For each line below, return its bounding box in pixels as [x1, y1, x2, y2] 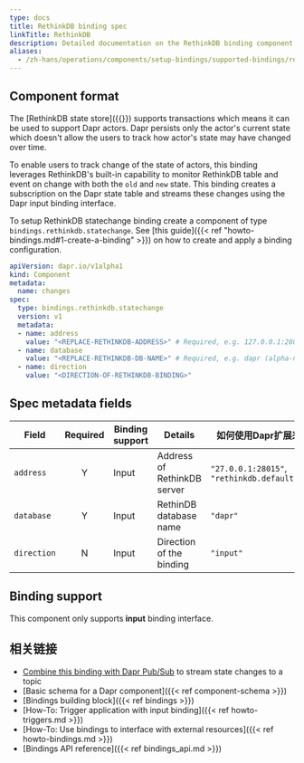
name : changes [17, 287, 71, 296]
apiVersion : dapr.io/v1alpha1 [9, 262, 124, 271]
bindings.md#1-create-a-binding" [9, 234, 135, 245]
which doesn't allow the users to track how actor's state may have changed [9, 132, 291, 143]
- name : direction [17, 363, 88, 372]
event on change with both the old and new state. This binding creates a [9, 178, 276, 189]
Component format [9, 89, 119, 104]
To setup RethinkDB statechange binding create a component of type [9, 215, 268, 226]
